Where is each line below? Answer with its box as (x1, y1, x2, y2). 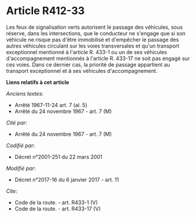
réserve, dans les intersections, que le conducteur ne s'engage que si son (6, 29, 186, 36)
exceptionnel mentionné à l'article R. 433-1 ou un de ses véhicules (6, 48, 167, 55)
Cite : (6, 187, 18, 195)
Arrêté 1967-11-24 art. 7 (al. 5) (14, 101, 88, 108)
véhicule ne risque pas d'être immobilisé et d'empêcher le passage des (6, 36, 180, 43)
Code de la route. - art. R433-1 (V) (14, 199, 98, 206)
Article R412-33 (6, 4, 85, 18)
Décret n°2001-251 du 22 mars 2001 (14, 153, 103, 160)
